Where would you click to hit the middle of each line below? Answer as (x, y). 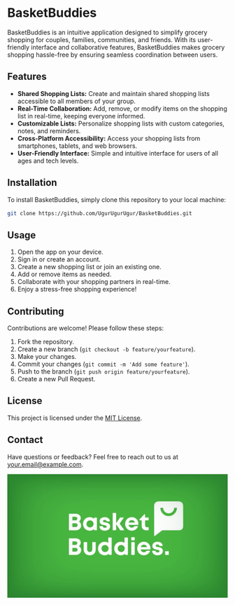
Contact (25, 440)
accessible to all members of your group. (77, 101)
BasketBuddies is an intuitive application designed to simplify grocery (107, 32)
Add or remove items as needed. (64, 274)
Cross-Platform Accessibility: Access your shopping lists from (109, 138)
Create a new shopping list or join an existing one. (90, 267)
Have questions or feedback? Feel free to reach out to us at (93, 456)
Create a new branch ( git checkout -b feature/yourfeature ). (106, 349)
